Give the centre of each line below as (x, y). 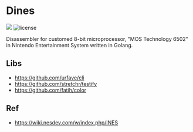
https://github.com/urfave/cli (49, 78)
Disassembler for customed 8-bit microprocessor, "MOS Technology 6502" (97, 39)
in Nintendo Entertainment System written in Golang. (70, 45)
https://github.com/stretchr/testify (56, 84)
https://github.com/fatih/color (50, 90)
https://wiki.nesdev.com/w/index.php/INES (66, 122)
